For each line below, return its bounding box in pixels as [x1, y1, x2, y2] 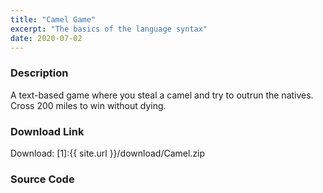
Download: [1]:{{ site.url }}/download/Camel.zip [10, 147, 206, 159]
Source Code [10, 172, 75, 186]
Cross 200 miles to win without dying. [10, 99, 167, 111]
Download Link [10, 124, 85, 138]
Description [10, 66, 69, 80]
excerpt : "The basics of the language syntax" [10, 24, 208, 34]
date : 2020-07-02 [10, 33, 83, 43]
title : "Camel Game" [10, 14, 97, 25]
